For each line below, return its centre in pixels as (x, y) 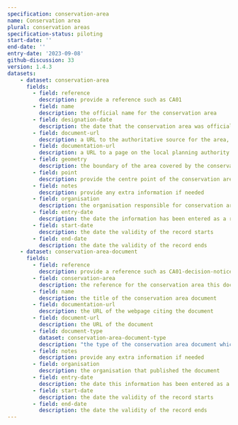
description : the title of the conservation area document (128, 298)
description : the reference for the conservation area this (129, 285)
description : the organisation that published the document (129, 371)
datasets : (22, 73)
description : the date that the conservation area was (121, 126)
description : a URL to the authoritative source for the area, (134, 139)
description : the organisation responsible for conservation (131, 206)
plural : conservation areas (49, 27)
